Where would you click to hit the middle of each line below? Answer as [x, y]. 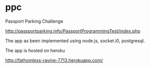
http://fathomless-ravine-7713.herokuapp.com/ [54, 60]
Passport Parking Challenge [34, 21]
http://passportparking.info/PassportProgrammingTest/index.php [73, 31]
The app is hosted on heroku [35, 50]
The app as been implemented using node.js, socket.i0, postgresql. [75, 41]
